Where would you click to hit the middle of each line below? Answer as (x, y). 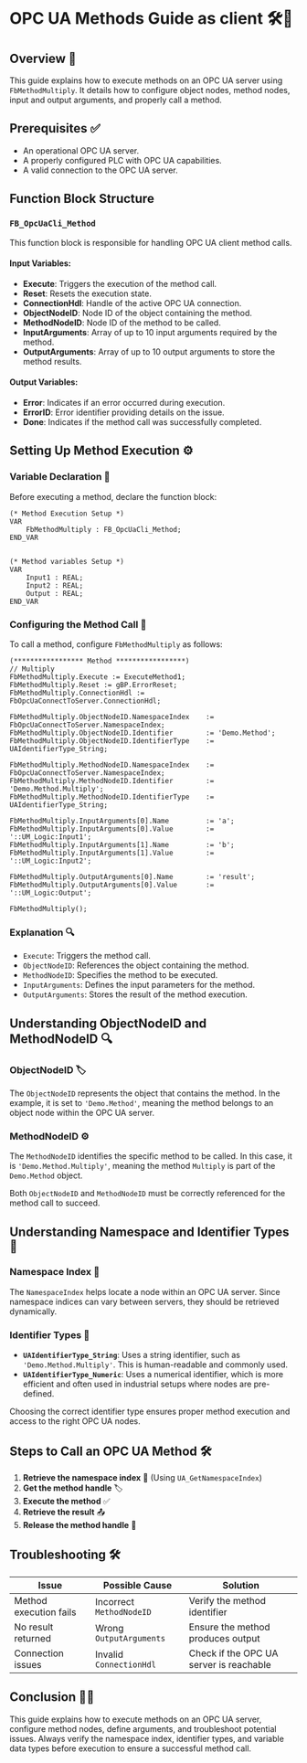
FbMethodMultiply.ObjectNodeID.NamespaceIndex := (112, 717)
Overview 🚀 (43, 58)
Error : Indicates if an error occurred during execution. (124, 402)
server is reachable (230, 1664)
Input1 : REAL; (55, 578)
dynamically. (33, 1311)
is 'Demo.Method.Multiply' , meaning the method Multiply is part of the (143, 1166)
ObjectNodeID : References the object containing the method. (136, 965)
